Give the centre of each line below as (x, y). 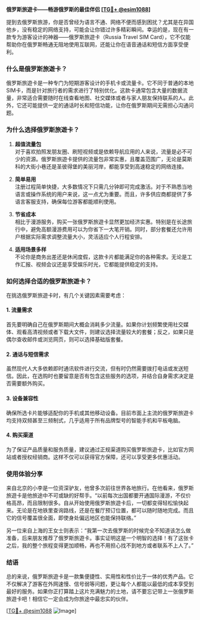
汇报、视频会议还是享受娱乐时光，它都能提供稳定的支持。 (90, 264)
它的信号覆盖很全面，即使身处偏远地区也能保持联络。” (71, 518)
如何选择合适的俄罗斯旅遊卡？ (49, 281)
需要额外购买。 (29, 383)
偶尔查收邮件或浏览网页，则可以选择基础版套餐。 (66, 339)
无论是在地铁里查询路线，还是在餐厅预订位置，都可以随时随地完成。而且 (105, 510)
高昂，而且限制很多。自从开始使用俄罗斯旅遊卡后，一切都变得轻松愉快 (97, 503)
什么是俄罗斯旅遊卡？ (37, 69)
